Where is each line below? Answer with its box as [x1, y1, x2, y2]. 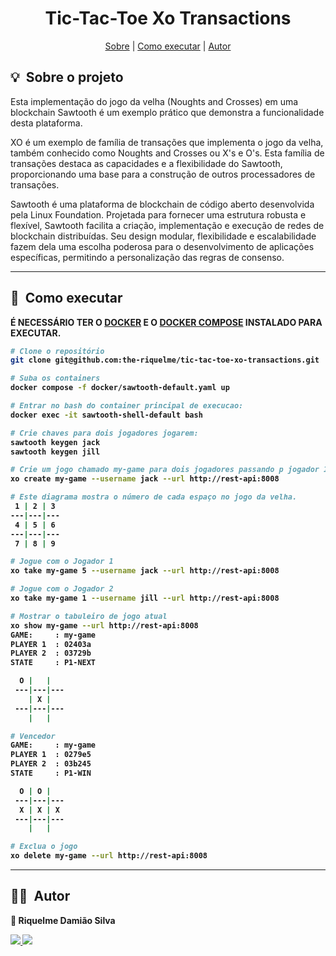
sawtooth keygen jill [10, 447, 101, 457]
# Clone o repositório [10, 346, 105, 356]
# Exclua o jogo [10, 842, 78, 852]
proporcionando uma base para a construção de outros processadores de [10, 168, 316, 180]
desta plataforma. [10, 117, 83, 129]
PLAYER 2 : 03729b [10, 648, 92, 659]
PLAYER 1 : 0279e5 [10, 750, 92, 760]
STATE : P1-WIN [10, 768, 92, 779]
